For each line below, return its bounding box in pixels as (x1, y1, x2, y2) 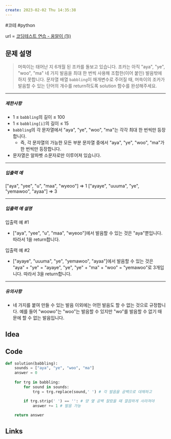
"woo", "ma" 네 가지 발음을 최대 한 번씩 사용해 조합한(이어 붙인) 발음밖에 (17, 70, 162, 76)
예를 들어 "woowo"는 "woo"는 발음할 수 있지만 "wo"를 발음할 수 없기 (19, 308, 157, 315)
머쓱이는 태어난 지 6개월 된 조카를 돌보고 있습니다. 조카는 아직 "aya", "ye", (17, 64, 165, 70)
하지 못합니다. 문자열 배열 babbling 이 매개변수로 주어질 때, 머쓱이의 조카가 (17, 76, 165, 83)
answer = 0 (14, 370, 38, 375)
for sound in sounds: (23, 384, 70, 390)
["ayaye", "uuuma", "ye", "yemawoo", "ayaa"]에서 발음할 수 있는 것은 (12, 258, 154, 264)
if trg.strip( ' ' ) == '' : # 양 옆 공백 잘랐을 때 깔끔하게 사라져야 (23, 398, 155, 403)
